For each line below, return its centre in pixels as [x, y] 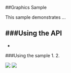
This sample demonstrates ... [35, 17]
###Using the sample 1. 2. [32, 55]
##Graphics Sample [26, 7]
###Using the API [34, 33]
